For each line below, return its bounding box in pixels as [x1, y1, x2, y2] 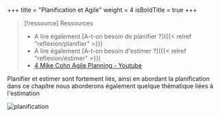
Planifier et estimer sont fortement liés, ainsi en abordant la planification [7, 75, 210, 83]
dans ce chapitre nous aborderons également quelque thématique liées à [7, 82, 214, 90]
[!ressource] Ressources [23, 19, 94, 27]
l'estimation [7, 89, 40, 97]
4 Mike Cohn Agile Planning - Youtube [34, 62, 143, 69]
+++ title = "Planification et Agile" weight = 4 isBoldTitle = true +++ [7, 6, 197, 14]
